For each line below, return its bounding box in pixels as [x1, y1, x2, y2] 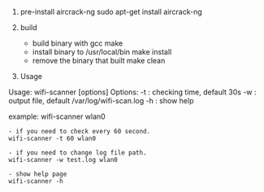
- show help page [8, 170, 67, 178]
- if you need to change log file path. [8, 149, 148, 157]
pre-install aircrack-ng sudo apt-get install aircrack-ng [19, 7, 203, 16]
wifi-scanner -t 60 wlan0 [8, 134, 96, 142]
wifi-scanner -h [8, 177, 63, 185]
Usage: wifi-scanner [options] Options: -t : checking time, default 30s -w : [8, 87, 258, 97]
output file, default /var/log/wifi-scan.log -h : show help [8, 96, 194, 105]
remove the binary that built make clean [32, 56, 166, 65]
